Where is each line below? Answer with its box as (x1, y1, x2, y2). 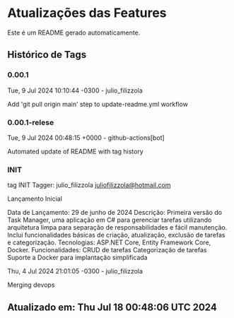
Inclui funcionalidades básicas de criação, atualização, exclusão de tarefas (7, 231, 226, 240)
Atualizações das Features (7, 5, 168, 21)
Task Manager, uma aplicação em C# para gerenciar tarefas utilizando (7, 216, 212, 224)
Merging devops (7, 281, 55, 289)
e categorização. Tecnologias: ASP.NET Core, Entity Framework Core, (7, 238, 211, 247)
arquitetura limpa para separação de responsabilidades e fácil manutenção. (7, 223, 228, 232)
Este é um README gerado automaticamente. (7, 28, 141, 37)
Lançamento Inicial (7, 194, 62, 203)
